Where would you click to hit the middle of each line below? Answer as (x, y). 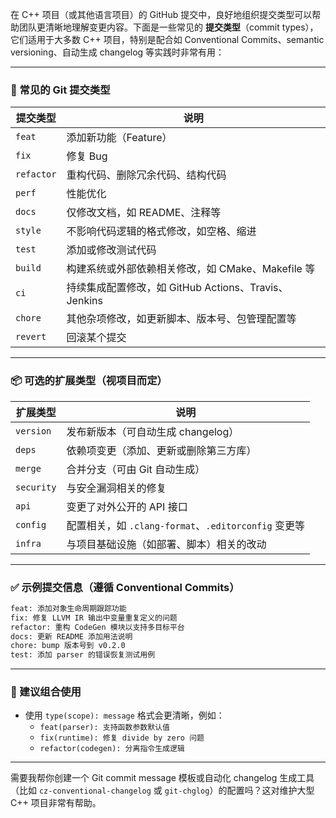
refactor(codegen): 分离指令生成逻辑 (112, 749)
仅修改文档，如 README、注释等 (144, 213)
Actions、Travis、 (246, 288)
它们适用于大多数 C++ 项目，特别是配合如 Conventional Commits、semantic (167, 39)
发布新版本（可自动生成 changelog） (153, 431)
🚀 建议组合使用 (46, 692)
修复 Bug (87, 156)
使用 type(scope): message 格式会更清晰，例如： (124, 715)
